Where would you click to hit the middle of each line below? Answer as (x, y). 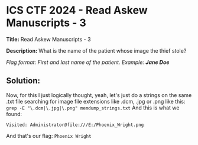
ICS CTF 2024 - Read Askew (77, 10)
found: (14, 114)
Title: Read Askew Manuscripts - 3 (48, 39)
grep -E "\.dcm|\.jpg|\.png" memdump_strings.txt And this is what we (93, 108)
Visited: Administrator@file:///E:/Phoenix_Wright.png (75, 125)
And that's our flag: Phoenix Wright (49, 136)
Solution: (23, 81)
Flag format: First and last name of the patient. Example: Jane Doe (88, 62)
